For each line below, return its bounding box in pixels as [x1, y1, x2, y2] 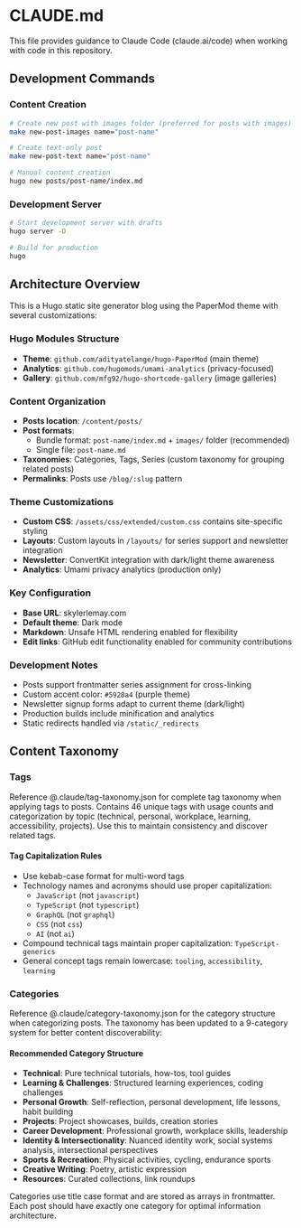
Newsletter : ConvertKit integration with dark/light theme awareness [22, 555, 275, 566]
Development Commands [9, 71, 156, 87]
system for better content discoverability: [9, 1027, 162, 1038]
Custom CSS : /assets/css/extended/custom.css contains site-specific [22, 516, 283, 527]
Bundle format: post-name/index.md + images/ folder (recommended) [35, 435, 290, 445]
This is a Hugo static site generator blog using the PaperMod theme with [9, 300, 278, 312]
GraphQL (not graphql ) [35, 909, 115, 920]
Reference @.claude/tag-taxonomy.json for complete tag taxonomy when [9, 792, 282, 802]
